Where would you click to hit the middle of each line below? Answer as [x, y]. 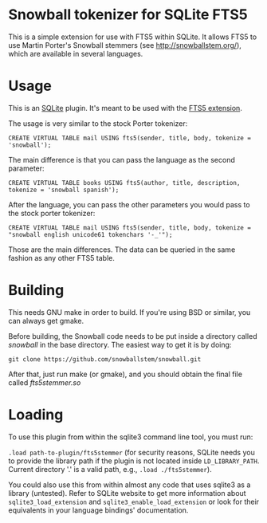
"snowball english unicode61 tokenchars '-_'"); [90, 234]
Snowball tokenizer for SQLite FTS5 [128, 15]
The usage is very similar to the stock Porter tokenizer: [98, 123]
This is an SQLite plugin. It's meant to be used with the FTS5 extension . [126, 108]
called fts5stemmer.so [45, 382]
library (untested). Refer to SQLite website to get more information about [127, 493]
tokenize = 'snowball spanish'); [64, 190]
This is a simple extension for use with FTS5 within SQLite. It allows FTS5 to [133, 37]
